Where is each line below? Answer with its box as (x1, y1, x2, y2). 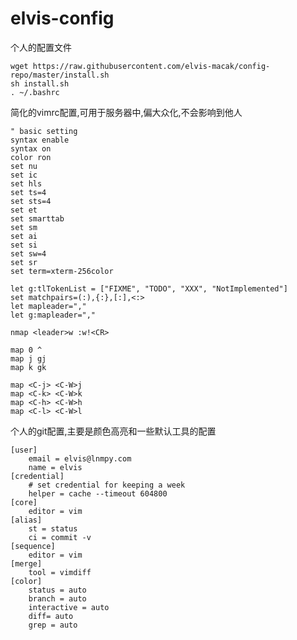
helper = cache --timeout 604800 (28, 488, 168, 499)
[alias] (10, 515, 43, 525)
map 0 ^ (10, 345, 43, 355)
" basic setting (10, 126, 78, 136)
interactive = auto (28, 602, 110, 612)
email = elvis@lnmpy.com (28, 453, 132, 464)
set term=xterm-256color (10, 266, 114, 276)
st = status (28, 523, 78, 534)
